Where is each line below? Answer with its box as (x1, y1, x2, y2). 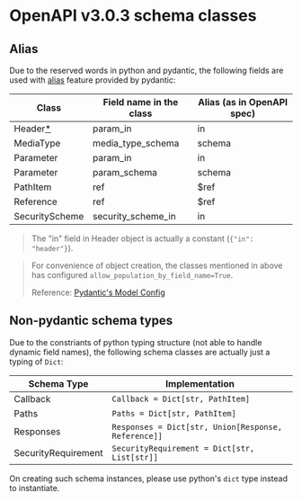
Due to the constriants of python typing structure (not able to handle (9, 336, 262, 347)
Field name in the (102, 96, 179, 108)
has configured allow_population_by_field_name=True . (31, 270, 234, 280)
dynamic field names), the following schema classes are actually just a (9, 346, 271, 357)
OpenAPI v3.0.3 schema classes (9, 5, 257, 26)
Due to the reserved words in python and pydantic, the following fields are (9, 65, 284, 76)
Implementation (165, 377, 235, 389)
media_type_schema (93, 137, 180, 149)
